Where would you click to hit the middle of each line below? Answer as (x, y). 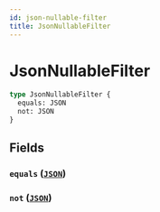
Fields (27, 148)
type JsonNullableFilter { (60, 95)
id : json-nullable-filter (58, 18)
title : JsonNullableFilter (60, 26)
